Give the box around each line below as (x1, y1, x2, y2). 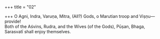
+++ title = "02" (4, 4, 36, 10)
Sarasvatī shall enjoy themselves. (4, 29, 71, 34)
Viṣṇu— (139, 13, 155, 19)
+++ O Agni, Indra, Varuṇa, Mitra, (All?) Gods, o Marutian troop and (4, 13, 139, 19)
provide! (4, 19, 21, 24)
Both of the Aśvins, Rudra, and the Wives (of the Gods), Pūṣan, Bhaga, (4, 24, 145, 29)
